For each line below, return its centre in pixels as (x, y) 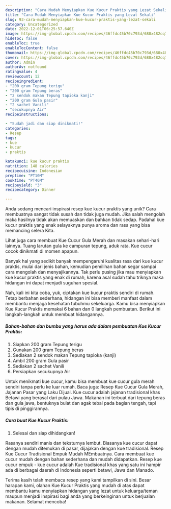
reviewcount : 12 (22, 77)
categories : (18, 128)
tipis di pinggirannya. (27, 408)
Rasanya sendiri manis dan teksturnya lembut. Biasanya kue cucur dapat (81, 443)
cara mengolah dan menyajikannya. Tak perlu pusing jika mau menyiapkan (83, 272)
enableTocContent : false (32, 48)
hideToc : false (21, 39)
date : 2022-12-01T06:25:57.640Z (39, 29)
